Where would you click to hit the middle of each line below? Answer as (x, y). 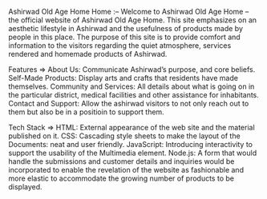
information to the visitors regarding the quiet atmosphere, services (120, 46)
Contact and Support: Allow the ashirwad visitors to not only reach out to (129, 103)
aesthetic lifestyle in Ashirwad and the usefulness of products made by (125, 28)
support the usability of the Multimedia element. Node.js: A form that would (133, 153)
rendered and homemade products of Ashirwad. (88, 54)
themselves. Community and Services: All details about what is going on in (131, 86)
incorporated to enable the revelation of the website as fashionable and (126, 170)
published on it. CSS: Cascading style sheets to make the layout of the (124, 136)
